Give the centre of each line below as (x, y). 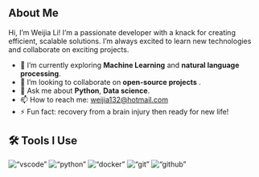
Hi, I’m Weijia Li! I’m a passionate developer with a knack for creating (122, 32)
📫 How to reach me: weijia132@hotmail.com (94, 99)
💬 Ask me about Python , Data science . (85, 91)
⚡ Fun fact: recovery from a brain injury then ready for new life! (124, 111)
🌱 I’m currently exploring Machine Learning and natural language (129, 65)
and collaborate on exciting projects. (69, 49)
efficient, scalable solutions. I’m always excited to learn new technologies (130, 41)
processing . (41, 73)
